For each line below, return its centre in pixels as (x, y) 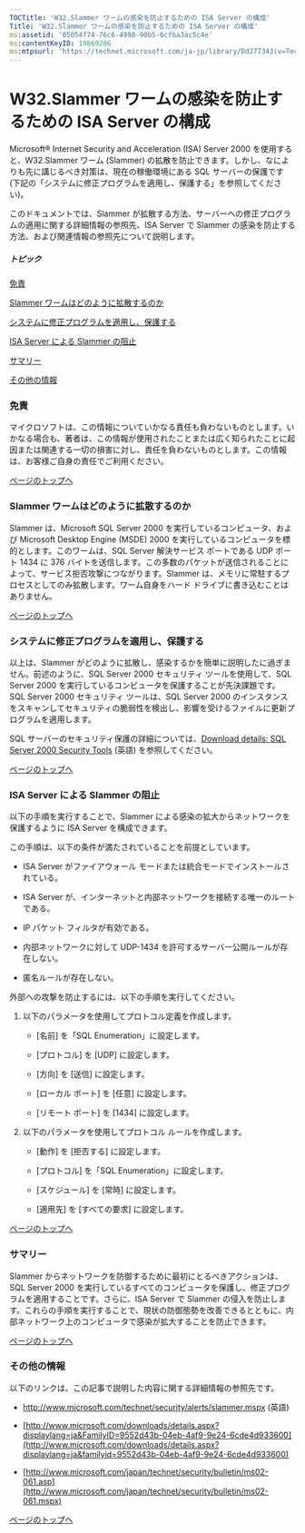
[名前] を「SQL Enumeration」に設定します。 (120, 1035)
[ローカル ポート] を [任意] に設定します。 (114, 1093)
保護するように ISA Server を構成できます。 (91, 828)
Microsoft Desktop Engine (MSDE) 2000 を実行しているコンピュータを (151, 539)
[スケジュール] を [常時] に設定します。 (108, 1190)
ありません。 (33, 596)
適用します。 (73, 719)
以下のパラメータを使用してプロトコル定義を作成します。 (129, 1016)
